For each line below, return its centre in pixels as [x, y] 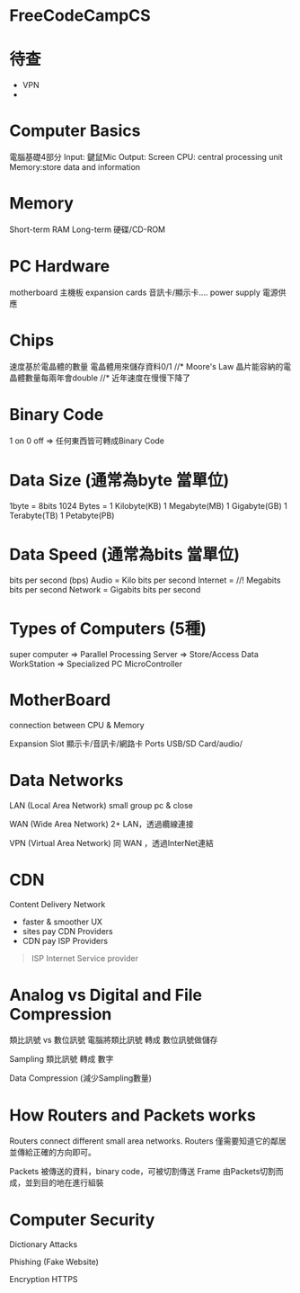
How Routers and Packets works [132, 1115]
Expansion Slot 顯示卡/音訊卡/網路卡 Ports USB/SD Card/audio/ [126, 744]
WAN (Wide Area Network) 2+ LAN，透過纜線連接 [102, 824]
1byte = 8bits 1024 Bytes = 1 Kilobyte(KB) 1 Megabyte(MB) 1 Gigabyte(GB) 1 [148, 505]
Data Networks [66, 780]
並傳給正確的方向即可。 [53, 1153]
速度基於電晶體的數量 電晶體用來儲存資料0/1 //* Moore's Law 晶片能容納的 [146, 366]
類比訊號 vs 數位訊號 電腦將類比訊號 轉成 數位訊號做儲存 [114, 1040]
